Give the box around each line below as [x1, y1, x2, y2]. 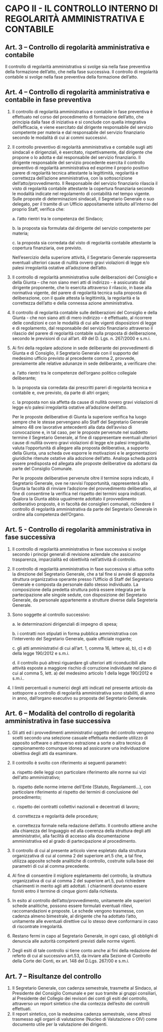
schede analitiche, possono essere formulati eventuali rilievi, [12, 903, 133, 909]
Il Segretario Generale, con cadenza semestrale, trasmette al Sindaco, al [12, 985, 157, 991]
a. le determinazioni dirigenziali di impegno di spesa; [12, 621, 118, 627]
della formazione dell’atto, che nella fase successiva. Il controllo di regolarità [5, 69, 158, 75]
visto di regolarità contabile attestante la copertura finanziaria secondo [12, 185, 154, 191]
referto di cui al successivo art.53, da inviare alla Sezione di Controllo [12, 953, 151, 959]
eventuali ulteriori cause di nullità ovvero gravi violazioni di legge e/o [12, 259, 150, 265]
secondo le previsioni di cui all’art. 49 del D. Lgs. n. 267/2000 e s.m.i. [12, 335, 151, 341]
